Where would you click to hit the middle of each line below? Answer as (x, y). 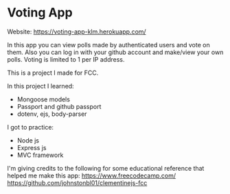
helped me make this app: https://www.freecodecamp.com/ (92, 175)
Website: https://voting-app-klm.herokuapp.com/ (77, 32)
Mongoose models (44, 99)
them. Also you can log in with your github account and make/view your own (115, 52)
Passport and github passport (59, 106)
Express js (32, 147)
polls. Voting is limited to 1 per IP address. (66, 59)
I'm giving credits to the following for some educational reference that (106, 168)
